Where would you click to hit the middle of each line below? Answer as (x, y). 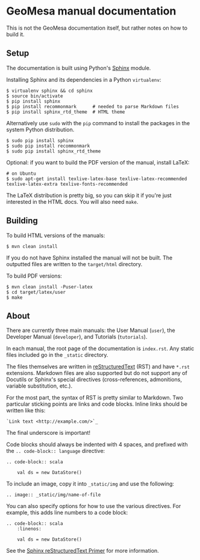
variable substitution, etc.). (39, 386)
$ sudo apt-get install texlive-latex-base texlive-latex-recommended (97, 179)
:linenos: (30, 529)
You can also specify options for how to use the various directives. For (94, 506)
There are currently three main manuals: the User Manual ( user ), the (91, 330)
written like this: (26, 411)
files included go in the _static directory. (57, 355)
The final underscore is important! (48, 433)
